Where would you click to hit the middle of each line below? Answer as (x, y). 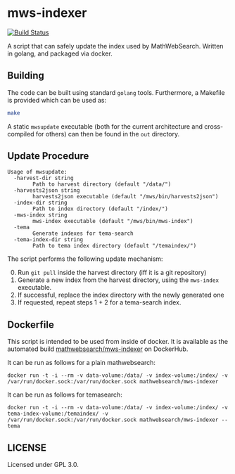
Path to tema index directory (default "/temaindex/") (115, 246)
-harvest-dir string (44, 178)
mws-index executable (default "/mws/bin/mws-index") (113, 222)
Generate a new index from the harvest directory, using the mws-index (118, 280)
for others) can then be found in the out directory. (108, 134)
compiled (21, 134)
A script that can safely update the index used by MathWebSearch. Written (115, 46)
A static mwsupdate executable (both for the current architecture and (105, 126)
